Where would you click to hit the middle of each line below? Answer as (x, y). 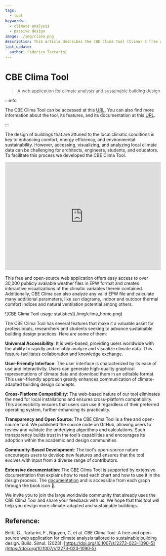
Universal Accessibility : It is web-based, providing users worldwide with (80, 343)
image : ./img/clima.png (30, 37)
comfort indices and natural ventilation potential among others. (69, 304)
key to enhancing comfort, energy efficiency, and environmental (70, 139)
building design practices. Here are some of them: (56, 334)
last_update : (19, 47)
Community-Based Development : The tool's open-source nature (72, 449)
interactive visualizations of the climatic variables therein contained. (74, 288)
